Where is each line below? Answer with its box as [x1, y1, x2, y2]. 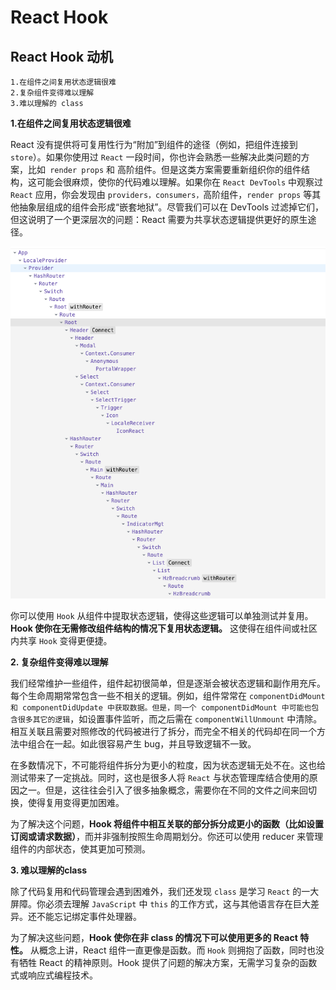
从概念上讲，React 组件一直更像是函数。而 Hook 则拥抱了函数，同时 [29, 944, 307, 956]
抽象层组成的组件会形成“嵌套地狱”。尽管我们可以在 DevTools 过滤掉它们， [18, 201, 325, 213]
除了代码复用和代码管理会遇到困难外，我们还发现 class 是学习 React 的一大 [10, 885, 320, 897]
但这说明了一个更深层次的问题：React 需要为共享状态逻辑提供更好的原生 [10, 214, 308, 225]
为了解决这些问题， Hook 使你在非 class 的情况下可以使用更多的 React [10, 931, 298, 943]
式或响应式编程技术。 [10, 969, 98, 981]
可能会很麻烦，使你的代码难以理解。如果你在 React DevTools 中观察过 [36, 176, 324, 188]
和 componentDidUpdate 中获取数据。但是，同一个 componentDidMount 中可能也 [10, 702, 312, 713]
